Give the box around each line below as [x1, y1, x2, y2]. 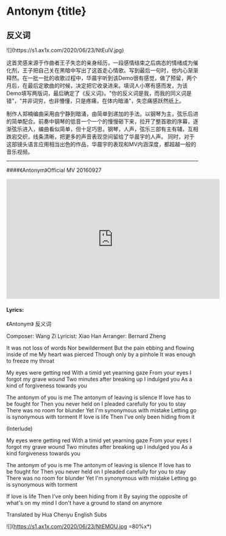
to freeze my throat [6, 358, 55, 365]
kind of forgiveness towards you [6, 382, 87, 389]
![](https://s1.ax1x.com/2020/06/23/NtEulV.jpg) [6, 47, 124, 54]
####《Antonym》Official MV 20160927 [6, 166, 102, 174]
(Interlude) [6, 425, 33, 432]
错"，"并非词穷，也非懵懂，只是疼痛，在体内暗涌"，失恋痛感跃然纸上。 [6, 97, 185, 104]
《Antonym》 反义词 [6, 320, 52, 328]
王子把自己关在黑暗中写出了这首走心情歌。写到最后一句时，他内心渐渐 [22, 67, 199, 74]
